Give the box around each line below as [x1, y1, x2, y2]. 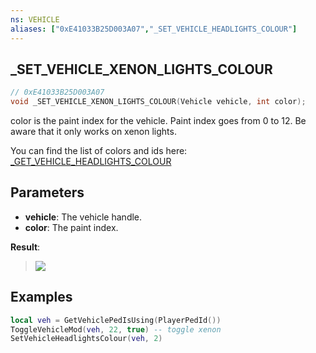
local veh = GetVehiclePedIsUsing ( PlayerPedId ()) [10, 315, 222, 325]
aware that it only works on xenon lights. [10, 126, 177, 138]
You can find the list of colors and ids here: [10, 145, 188, 157]
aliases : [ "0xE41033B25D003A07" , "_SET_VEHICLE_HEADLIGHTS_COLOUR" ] [10, 24, 298, 34]
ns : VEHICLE [10, 14, 60, 25]
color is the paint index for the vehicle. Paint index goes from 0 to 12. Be [10, 115, 307, 127]
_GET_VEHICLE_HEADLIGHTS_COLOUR [10, 156, 172, 168]
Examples [10, 289, 73, 306]
